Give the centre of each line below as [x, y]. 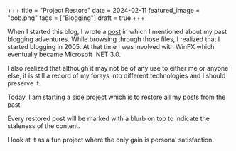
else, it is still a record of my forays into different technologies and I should [117, 75]
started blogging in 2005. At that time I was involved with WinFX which [111, 47]
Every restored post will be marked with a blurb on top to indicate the [108, 118]
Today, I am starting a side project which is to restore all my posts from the [117, 97]
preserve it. [24, 83]
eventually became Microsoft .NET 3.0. [64, 54]
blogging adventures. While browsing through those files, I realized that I [114, 39]
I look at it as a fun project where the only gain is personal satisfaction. [111, 140]
